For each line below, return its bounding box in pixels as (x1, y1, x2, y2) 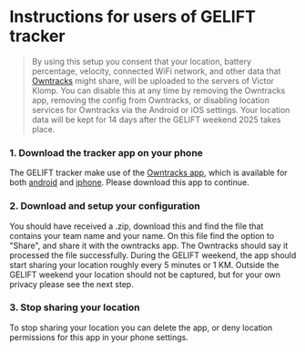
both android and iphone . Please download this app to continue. (9, 177, 249, 188)
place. (31, 123, 56, 134)
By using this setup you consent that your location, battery (31, 56, 252, 67)
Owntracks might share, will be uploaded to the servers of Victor (31, 75, 275, 86)
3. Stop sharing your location (9, 301, 140, 314)
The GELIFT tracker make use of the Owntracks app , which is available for (9, 167, 289, 179)
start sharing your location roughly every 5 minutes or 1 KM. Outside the (9, 259, 280, 270)
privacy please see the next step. (9, 278, 134, 289)
